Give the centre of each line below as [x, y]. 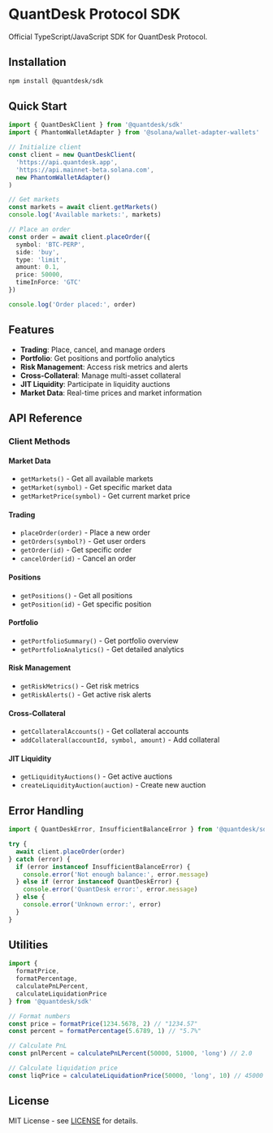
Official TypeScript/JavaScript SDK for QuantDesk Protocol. [108, 37]
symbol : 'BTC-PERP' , [50, 245]
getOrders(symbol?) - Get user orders [83, 541]
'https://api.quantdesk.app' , [67, 162]
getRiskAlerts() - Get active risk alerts [86, 694]
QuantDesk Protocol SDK [95, 14]
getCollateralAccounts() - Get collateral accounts [104, 731]
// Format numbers [39, 1016]
